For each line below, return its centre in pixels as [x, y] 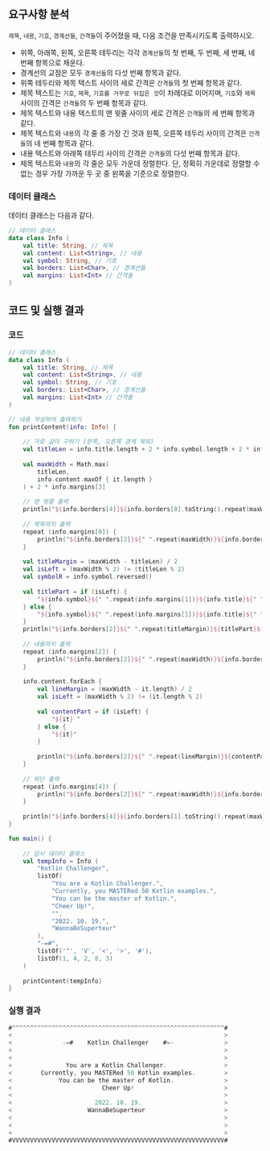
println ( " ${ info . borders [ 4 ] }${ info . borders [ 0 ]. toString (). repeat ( [136, 509]
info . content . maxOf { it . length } [95, 479]
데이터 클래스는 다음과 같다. [51, 215]
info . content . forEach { [63, 682]
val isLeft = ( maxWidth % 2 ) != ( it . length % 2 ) [120, 697]
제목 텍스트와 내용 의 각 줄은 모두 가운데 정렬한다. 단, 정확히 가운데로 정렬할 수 [140, 163]
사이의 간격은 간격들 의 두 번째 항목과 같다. [84, 102]
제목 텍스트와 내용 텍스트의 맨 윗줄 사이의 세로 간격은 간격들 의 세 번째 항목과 [137, 113]
